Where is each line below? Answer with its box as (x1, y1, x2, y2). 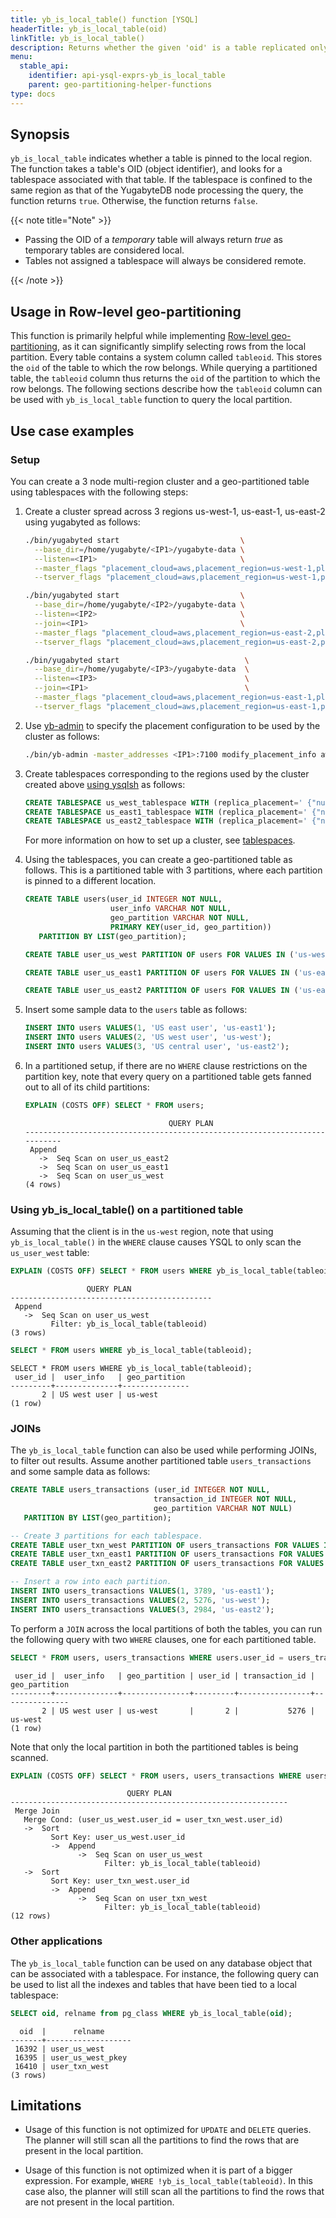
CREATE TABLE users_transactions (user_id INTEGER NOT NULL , (10, 1485, 271, 1495)
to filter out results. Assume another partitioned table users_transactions (10, 1455, 312, 1467)
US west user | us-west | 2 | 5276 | (59, 1706, 315, 1716)
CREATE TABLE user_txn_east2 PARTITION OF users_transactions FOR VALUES (10, 1559, 325, 1569)
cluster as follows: (24, 730, 100, 742)
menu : (10, 52, 33, 62)
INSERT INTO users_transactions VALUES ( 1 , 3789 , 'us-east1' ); (10, 1586, 275, 1596)
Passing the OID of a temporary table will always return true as (24, 234, 283, 246)
